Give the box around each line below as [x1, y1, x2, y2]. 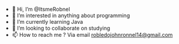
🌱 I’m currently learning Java [11, 18, 83, 25]
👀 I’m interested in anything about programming [11, 12, 130, 19]
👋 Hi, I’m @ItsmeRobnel [11, 6, 70, 12]
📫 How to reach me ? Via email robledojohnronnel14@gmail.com [11, 32, 173, 38]
